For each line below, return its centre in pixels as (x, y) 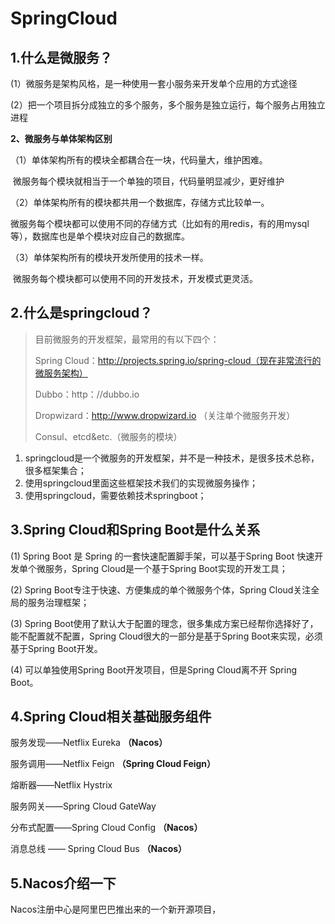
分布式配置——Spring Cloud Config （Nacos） (106, 828)
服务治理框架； (58, 602)
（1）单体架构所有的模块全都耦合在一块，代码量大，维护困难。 (139, 160)
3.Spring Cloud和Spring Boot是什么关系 (135, 530)
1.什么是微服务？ (61, 57)
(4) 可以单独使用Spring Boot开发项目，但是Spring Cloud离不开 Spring (154, 669)
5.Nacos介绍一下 (63, 883)
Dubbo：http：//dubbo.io (87, 394)
